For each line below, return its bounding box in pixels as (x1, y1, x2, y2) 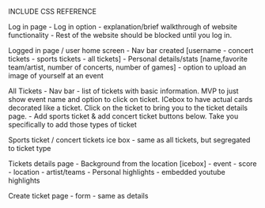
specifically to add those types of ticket (8, 120, 137, 129)
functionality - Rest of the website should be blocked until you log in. (8, 31, 233, 40)
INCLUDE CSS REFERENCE (8, 7, 97, 16)
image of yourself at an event (8, 71, 104, 80)
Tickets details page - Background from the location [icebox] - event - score (8, 159, 257, 168)
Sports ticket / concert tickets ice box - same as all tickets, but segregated (8, 135, 251, 145)
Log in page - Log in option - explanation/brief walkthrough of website (8, 22, 237, 31)
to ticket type (8, 144, 51, 153)
